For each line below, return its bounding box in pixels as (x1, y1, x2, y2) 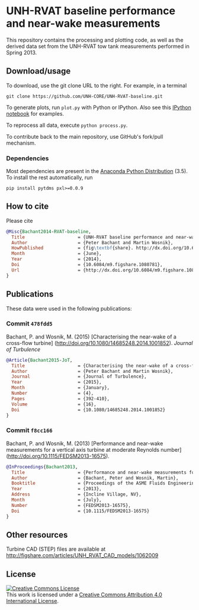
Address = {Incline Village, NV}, (11, 491, 142, 497)
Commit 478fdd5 (6, 320, 53, 328)
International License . (6, 598, 59, 605)
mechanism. (6, 139, 36, 146)
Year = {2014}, (11, 256, 102, 262)
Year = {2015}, (11, 379, 102, 385)
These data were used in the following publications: (6, 305, 132, 312)
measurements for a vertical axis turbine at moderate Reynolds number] (6, 446, 182, 453)
